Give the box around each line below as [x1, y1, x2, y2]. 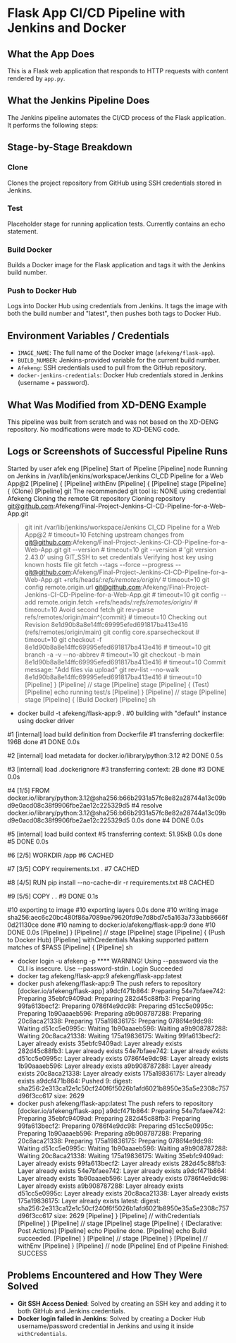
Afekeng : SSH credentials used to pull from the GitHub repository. [17, 363, 206, 372]
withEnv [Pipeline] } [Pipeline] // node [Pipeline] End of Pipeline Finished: [17, 1241, 229, 1250]
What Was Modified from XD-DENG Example [7, 399, 206, 411]
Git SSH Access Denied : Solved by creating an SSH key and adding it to [17, 1299, 227, 1308]
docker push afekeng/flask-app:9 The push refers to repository [17, 979, 201, 988]
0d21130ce [7, 920, 39, 929]
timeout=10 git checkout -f [24, 635, 102, 643]
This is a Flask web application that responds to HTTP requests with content [7, 67, 229, 75]
